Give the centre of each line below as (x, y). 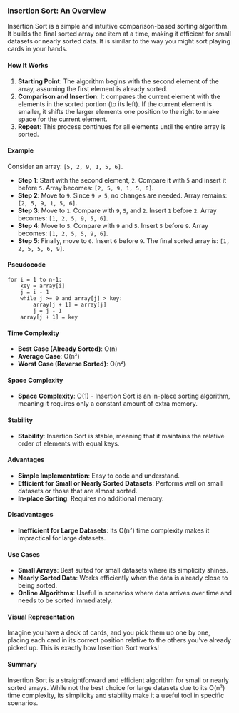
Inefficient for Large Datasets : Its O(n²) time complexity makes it (113, 530)
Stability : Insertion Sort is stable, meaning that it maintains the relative (121, 436)
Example (21, 150)
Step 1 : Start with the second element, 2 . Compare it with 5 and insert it (122, 180)
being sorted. (37, 585)
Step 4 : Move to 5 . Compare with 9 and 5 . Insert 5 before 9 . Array (113, 225)
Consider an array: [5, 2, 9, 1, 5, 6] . (65, 166)
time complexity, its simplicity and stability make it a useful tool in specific (116, 695)
